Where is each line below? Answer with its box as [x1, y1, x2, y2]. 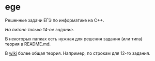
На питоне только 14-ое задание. [5, 26, 74, 32]
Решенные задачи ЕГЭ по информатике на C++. [5, 17, 104, 23]
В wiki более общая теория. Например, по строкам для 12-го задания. [5, 50, 151, 56]
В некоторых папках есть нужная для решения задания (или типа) [5, 36, 143, 42]
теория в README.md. [5, 41, 51, 47]
